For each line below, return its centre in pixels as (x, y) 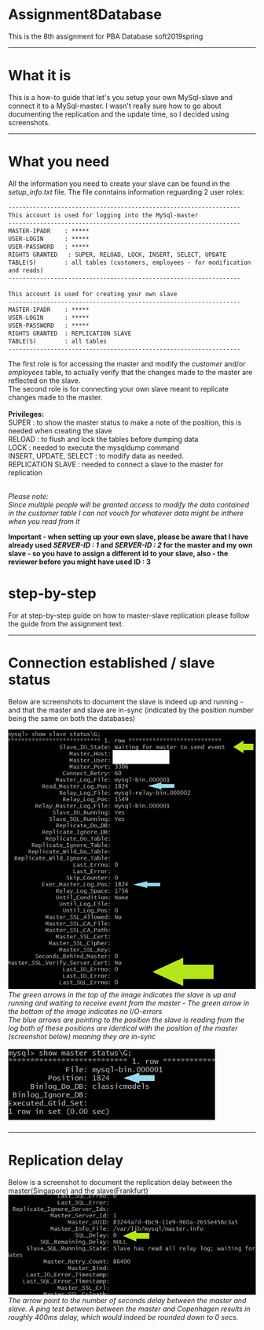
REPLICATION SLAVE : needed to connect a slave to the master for (116, 464)
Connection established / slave (112, 663)
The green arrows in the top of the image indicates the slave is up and (122, 995)
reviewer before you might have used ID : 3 (80, 562)
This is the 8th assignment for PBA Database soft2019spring (106, 36)
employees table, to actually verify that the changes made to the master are (130, 372)
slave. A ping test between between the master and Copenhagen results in (129, 1309)
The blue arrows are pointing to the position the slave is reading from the (126, 1020)
